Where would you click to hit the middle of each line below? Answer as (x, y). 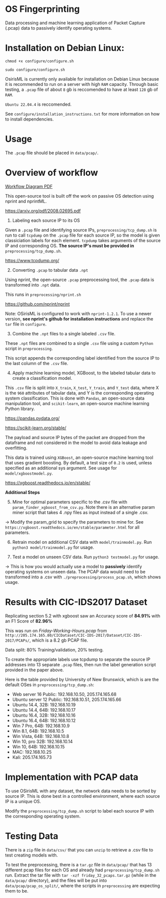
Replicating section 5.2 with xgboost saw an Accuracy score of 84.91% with (83, 615)
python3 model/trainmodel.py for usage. (53, 547)
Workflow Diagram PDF (29, 186)
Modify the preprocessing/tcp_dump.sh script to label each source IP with (80, 811)
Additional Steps (23, 492)
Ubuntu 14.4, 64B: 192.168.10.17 (44, 710)
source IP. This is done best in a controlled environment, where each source (83, 796)
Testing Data (32, 836)
